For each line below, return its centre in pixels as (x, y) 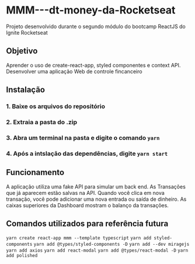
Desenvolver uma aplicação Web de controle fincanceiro (74, 71)
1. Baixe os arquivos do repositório (55, 107)
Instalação (26, 90)
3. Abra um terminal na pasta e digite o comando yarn (83, 138)
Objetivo (22, 51)
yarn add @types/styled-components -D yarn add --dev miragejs (112, 244)
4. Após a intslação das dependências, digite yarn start (87, 153)
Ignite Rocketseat (27, 32)
